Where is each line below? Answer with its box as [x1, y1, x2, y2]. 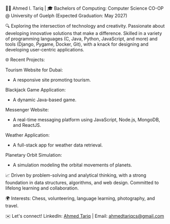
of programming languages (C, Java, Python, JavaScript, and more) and [5, 36, 158, 42]
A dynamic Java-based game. [12, 97, 77, 103]
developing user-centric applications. [5, 47, 85, 52]
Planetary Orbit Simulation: [5, 152, 62, 158]
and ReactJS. [12, 122, 41, 128]
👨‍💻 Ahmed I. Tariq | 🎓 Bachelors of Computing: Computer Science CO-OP [5, 5, 164, 11]
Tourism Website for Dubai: [5, 67, 63, 73]
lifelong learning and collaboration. [5, 185, 79, 191]
